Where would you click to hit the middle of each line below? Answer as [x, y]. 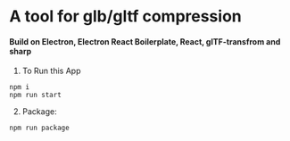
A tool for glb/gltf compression [126, 17]
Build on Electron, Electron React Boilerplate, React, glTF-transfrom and [145, 41]
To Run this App [51, 71]
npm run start [36, 95]
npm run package [39, 128]
